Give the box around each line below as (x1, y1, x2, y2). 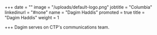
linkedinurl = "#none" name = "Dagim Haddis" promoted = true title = (4, 9, 145, 15)
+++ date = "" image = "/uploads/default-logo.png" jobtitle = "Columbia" (4, 4, 153, 10)
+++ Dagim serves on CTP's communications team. (4, 24, 110, 30)
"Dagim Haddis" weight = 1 (4, 15, 60, 20)
